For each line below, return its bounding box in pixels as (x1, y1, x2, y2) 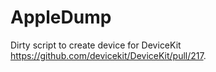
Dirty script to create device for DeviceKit (10, 39, 182, 51)
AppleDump (10, 6, 112, 29)
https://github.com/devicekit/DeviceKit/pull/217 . (10, 49, 207, 61)
